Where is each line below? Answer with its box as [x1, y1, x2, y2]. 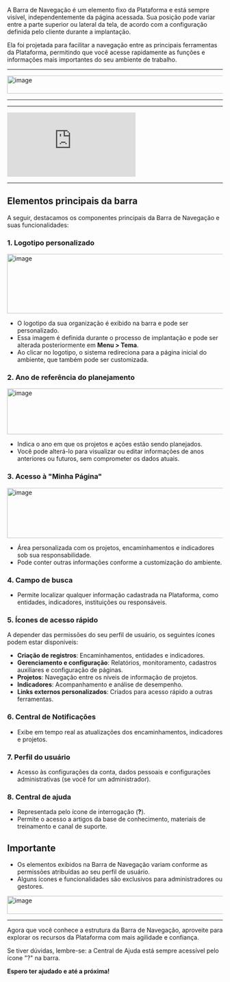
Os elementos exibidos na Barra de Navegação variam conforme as [16, 861, 208, 868]
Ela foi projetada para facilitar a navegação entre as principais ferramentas [7, 41, 218, 49]
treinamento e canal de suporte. [16, 822, 107, 830]
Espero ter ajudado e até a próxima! [7, 967, 110, 975]
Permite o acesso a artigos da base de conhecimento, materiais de [16, 815, 206, 824]
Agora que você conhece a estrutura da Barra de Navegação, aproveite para [7, 926, 223, 934]
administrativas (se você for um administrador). [16, 775, 151, 783]
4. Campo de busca [7, 575, 73, 585]
